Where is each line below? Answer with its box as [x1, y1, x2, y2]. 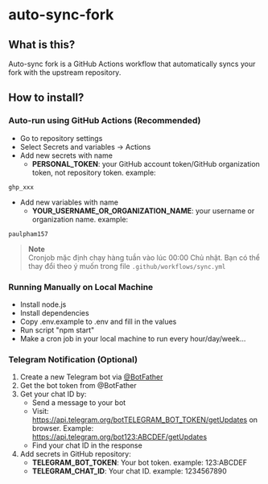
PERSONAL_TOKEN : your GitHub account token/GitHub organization [31, 159, 260, 168]
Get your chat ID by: [19, 389, 87, 399]
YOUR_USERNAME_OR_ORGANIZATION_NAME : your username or [31, 205, 255, 215]
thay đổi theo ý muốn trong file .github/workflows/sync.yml [27, 261, 226, 271]
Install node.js [19, 300, 67, 309]
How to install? [8, 91, 85, 105]
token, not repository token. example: [31, 168, 156, 177]
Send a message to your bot [31, 398, 126, 407]
